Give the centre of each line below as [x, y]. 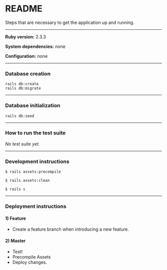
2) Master [15, 241]
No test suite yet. [23, 144]
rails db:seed [20, 116]
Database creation [28, 74]
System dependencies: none [35, 46]
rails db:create [22, 84]
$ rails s [15, 189]
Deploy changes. [30, 263]
